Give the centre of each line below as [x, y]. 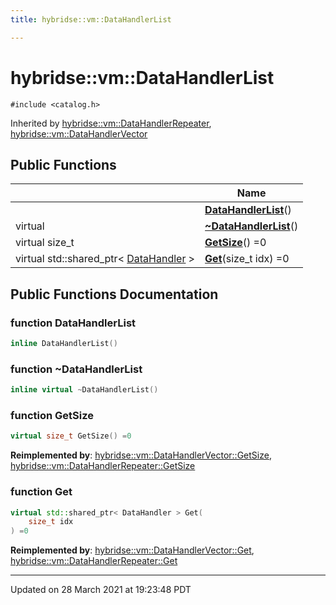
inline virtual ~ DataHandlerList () [84, 390]
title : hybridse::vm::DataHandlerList [91, 19]
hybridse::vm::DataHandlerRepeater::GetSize [103, 466]
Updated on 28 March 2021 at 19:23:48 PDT [101, 590]
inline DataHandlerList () [64, 344]
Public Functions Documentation [114, 294]
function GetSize [52, 416]
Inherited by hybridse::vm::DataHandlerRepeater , [111, 123]
